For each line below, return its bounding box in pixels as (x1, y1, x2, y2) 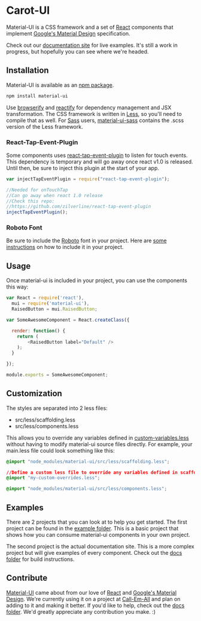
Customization (6, 388, 63, 399)
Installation (6, 66, 49, 76)
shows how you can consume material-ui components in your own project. (6, 531, 190, 539)
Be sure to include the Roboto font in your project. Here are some (6, 237, 167, 244)
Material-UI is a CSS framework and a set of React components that (6, 23, 173, 31)
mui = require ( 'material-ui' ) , (11, 301, 90, 307)
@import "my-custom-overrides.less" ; (6, 475, 100, 481)
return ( (17, 333, 39, 340)
